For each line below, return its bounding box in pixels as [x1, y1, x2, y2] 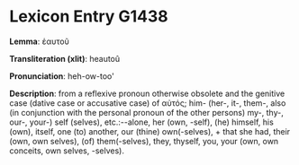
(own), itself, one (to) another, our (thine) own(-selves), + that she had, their [9, 126, 291, 136]
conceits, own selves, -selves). [9, 145, 124, 156]
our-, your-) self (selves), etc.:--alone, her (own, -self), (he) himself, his [9, 117, 275, 127]
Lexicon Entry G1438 [9, 6, 168, 27]
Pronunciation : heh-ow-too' [9, 70, 114, 82]
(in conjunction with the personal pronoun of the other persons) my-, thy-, [9, 107, 284, 117]
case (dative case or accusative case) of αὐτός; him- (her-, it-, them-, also [9, 97, 286, 109]
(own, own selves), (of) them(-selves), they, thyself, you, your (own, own [9, 135, 279, 146]
